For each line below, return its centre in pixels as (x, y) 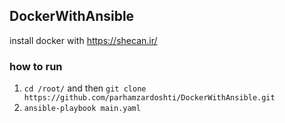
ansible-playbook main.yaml (82, 109)
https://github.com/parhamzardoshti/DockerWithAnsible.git (149, 98)
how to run (36, 66)
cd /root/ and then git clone (85, 88)
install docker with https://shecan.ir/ (83, 40)
